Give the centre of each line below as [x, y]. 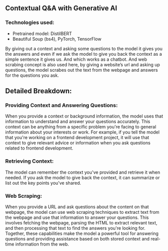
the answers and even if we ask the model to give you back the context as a [83, 54]
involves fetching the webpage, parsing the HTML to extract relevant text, [81, 222]
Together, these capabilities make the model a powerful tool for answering [82, 233]
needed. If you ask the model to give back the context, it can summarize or [82, 177]
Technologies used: [30, 23]
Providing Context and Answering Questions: [61, 105]
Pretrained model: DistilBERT [42, 33]
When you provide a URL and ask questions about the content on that [77, 207]
